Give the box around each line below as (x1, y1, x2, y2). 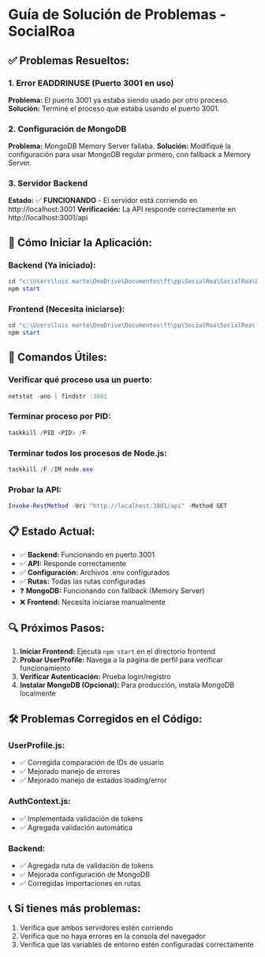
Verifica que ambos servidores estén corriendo (19, 922, 174, 933)
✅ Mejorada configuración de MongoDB (19, 869, 151, 879)
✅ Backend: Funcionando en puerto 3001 (19, 550, 155, 559)
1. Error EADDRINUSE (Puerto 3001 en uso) (8, 77, 174, 88)
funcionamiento (19, 663, 71, 673)
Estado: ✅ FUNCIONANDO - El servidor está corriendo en (8, 196, 198, 205)
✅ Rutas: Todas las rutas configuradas (19, 576, 146, 586)
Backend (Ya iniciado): (8, 259, 96, 270)
